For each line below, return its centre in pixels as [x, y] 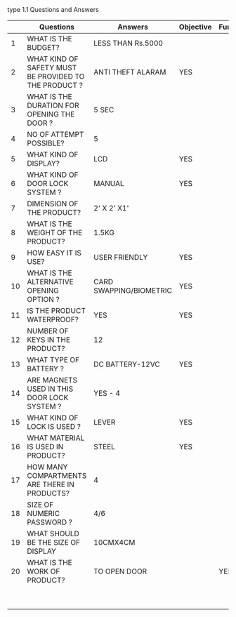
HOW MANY [47, 467]
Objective [195, 27]
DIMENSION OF [53, 204]
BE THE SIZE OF [54, 542]
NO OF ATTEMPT [55, 134]
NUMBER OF [48, 331]
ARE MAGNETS [52, 380]
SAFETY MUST [52, 68]
